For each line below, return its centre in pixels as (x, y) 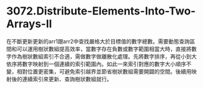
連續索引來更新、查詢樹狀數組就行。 (67, 79)
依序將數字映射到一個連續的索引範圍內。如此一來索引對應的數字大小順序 (96, 64)
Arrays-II (29, 24)
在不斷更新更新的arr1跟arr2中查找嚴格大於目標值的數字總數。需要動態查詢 (98, 41)
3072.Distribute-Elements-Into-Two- (101, 11)
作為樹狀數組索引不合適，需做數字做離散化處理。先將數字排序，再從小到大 (104, 56)
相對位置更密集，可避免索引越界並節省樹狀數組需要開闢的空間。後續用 (104, 71)
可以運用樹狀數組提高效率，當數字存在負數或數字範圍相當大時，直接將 (104, 49)
